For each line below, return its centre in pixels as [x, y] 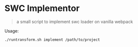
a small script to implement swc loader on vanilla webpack [75, 22]
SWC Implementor [42, 8]
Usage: [12, 31]
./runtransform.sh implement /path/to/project [52, 40]
